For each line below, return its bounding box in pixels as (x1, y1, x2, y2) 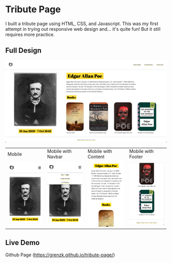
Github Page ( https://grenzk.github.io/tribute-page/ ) (5, 252, 115, 258)
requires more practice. (5, 31, 55, 37)
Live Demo (5, 238, 40, 247)
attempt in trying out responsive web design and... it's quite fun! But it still (5, 26, 161, 32)
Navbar (47, 154, 63, 160)
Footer (129, 154, 143, 160)
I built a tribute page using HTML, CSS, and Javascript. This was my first (5, 20, 159, 27)
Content (88, 154, 105, 160)
